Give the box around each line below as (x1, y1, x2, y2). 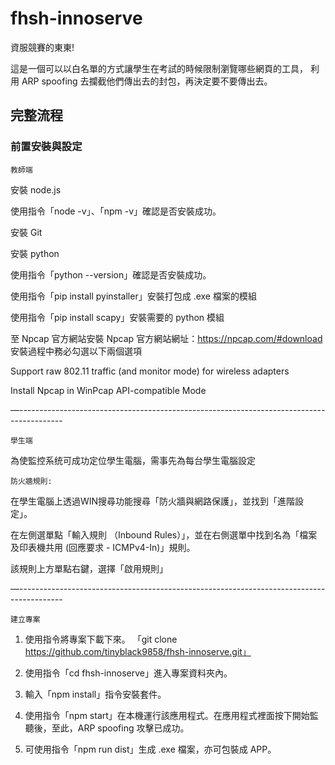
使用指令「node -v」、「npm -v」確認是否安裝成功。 (10, 205, 222, 217)
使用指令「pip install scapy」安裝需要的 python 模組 (10, 311, 225, 323)
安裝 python (10, 247, 60, 259)
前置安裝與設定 (10, 140, 83, 154)
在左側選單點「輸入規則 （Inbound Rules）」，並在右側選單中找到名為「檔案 (10, 528, 318, 541)
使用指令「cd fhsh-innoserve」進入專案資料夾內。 (24, 667, 233, 679)
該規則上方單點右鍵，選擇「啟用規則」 (10, 562, 168, 574)
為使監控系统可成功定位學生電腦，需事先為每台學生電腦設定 (10, 454, 256, 466)
